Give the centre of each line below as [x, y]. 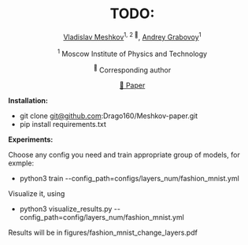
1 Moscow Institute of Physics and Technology [132, 53]
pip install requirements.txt [63, 124]
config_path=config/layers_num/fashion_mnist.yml [102, 217]
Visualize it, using [37, 193]
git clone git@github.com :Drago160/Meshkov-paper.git [109, 116]
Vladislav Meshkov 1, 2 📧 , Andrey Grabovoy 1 [132, 36]
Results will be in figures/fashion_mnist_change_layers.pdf [103, 232]
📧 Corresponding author [132, 69]
